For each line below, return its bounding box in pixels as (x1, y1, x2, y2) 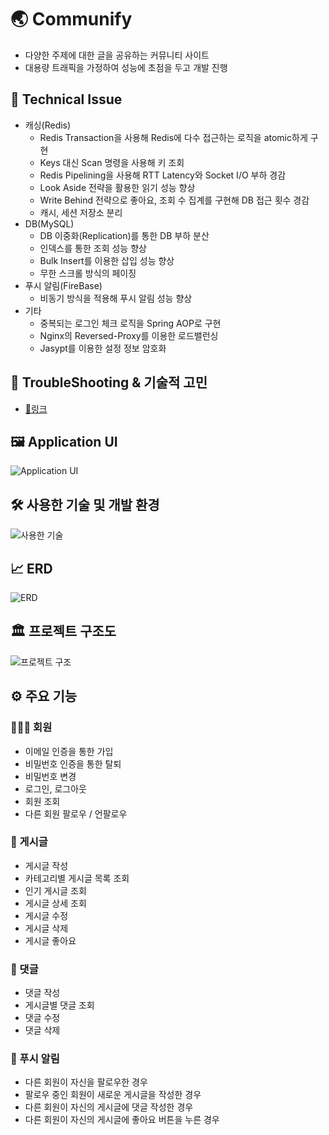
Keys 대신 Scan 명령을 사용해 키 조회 (39, 156, 185, 168)
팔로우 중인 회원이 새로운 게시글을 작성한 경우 (24, 1089, 202, 1101)
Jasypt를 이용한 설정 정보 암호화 (39, 342, 167, 354)
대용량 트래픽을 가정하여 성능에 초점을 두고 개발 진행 (24, 61, 228, 73)
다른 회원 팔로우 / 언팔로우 (24, 807, 128, 820)
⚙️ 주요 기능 (10, 688, 78, 705)
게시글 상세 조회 (24, 897, 87, 909)
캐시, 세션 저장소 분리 (39, 206, 123, 218)
